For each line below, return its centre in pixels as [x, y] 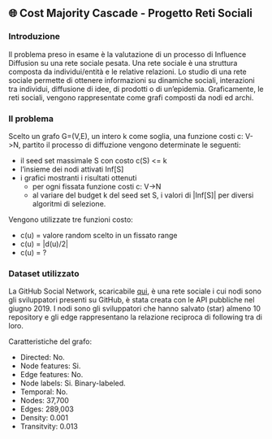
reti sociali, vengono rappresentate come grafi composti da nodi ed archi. [131, 98]
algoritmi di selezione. [69, 203]
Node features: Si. [50, 366]
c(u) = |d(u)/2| [44, 244]
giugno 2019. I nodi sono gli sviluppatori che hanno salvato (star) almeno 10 [135, 309]
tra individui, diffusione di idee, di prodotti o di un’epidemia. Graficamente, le [136, 89]
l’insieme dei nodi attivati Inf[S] [72, 169]
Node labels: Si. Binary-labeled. [73, 383]
